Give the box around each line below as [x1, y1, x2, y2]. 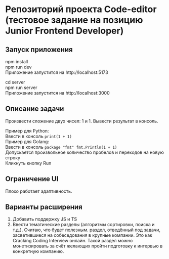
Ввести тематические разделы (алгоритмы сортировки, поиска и [12, 222, 155, 228]
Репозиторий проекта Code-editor [5, 4, 157, 15]
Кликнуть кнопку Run [5, 160, 52, 166]
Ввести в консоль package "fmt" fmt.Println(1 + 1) [5, 144, 117, 150]
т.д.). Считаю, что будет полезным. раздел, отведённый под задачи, [12, 227, 161, 233]
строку [5, 154, 21, 160]
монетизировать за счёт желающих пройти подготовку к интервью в [12, 243, 163, 249]
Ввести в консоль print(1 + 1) [5, 133, 72, 139]
